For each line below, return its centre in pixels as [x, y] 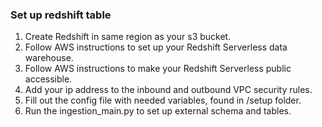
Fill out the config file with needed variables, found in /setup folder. [163, 100]
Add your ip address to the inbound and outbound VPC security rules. [168, 90]
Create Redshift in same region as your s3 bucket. [128, 37]
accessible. [48, 79]
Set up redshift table [61, 15]
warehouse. [49, 58]
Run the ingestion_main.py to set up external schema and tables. [158, 111]
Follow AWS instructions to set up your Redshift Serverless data [156, 47]
